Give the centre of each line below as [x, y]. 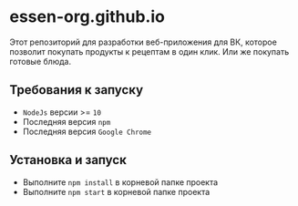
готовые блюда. [40, 61]
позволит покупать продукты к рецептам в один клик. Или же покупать [149, 51]
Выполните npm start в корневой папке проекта [116, 191]
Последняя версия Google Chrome [87, 131]
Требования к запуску [77, 90]
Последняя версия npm [67, 121]
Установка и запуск [68, 160]
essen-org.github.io [87, 17]
